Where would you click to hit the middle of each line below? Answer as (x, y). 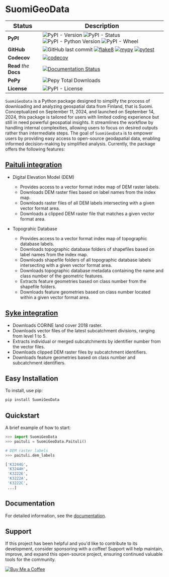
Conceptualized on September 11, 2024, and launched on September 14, (80, 111)
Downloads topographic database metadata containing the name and (92, 270)
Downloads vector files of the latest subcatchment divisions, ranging (83, 330)
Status (23, 26)
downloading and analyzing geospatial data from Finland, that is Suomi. (79, 106)
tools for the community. (31, 559)
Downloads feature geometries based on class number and (74, 357)
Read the (18, 65)
